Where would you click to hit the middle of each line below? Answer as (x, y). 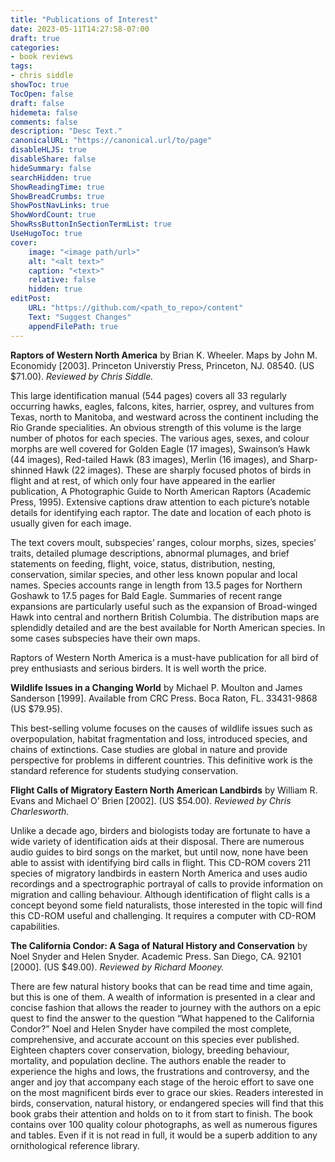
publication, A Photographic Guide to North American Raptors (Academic (161, 491)
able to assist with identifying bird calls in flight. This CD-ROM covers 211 (160, 862)
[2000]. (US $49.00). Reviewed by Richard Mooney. (117, 967)
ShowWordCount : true (53, 215)
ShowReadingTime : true (57, 187)
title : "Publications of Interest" (84, 19)
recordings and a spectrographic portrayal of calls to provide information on (166, 883)
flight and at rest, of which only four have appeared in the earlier (143, 480)
